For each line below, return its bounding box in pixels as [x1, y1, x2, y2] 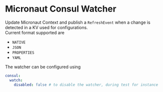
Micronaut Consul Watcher [5, 3, 117, 15]
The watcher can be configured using [5, 64, 81, 70]
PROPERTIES [12, 50, 35, 55]
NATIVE [12, 40, 26, 45]
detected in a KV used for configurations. [5, 24, 88, 30]
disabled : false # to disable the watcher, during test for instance [14, 82, 159, 87]
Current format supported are [5, 30, 65, 35]
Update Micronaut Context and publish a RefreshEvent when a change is [5, 19, 150, 25]
